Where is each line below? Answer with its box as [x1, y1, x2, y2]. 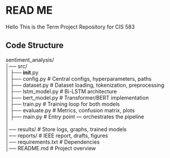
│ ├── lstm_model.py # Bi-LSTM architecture [5, 87, 117, 95]
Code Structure [5, 40, 64, 50]
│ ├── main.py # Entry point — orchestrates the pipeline [5, 113, 144, 120]
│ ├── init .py [5, 69, 39, 76]
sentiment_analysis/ [5, 56, 54, 63]
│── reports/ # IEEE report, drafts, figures [5, 132, 108, 139]
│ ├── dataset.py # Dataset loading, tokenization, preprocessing [5, 81, 165, 89]
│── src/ [5, 62, 27, 69]
